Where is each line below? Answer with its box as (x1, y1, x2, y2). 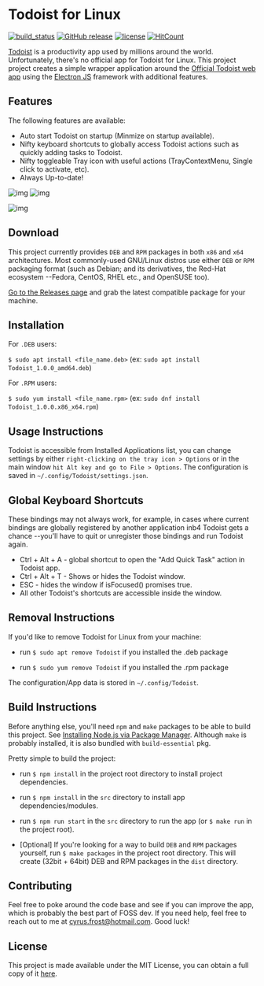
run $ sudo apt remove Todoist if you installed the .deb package (19, 647, 229, 657)
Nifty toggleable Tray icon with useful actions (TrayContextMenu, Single (19, 156, 253, 165)
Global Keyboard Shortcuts (8, 494, 144, 507)
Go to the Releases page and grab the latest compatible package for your (8, 287, 246, 297)
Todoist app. (19, 563, 60, 573)
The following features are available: (8, 116, 126, 125)
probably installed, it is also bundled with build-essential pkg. (8, 738, 211, 747)
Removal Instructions (8, 611, 115, 625)
